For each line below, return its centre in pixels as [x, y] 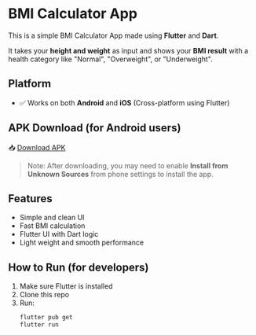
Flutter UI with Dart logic [59, 234]
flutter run [39, 325]
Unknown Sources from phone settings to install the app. [120, 174]
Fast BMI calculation [52, 226]
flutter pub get [46, 318]
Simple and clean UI [52, 218]
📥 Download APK [37, 147]
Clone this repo [44, 295]
